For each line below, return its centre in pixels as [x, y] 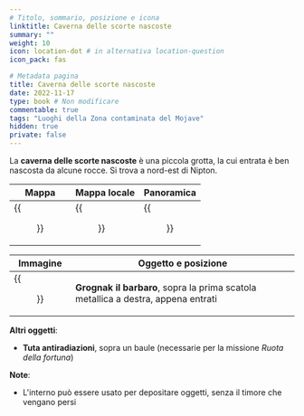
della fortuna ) [48, 357]
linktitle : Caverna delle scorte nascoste [90, 26]
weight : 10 [30, 43]
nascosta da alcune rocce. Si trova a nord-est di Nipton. [114, 170]
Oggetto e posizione [183, 263]
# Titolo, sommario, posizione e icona [85, 18]
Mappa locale [105, 193]
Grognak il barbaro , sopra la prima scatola [166, 288]
